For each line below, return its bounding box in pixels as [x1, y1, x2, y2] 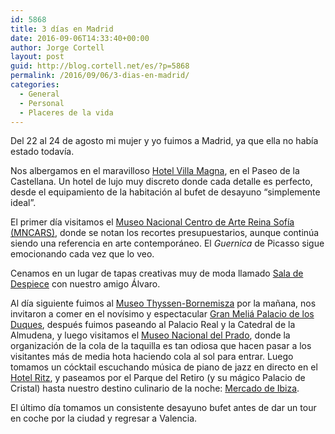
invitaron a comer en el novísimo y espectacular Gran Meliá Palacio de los [10, 308, 315, 320]
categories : [10, 80, 60, 90]
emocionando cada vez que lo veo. [10, 248, 155, 260]
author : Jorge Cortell [10, 42, 105, 53]
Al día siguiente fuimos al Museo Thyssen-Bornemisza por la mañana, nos [10, 297, 317, 310]
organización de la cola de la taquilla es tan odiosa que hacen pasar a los [10, 340, 312, 352]
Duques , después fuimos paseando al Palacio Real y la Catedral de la [10, 319, 296, 331]
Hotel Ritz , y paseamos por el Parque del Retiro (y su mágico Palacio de [10, 372, 306, 384]
